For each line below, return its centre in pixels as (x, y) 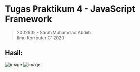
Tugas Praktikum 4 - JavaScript (70, 9)
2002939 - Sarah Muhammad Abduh (54, 32)
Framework (28, 19)
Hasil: (14, 53)
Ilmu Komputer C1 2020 (41, 38)
